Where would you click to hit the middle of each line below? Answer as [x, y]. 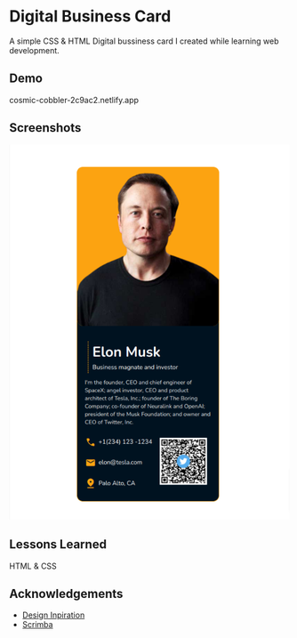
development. [34, 50]
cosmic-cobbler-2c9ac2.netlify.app [74, 100]
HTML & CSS [33, 566]
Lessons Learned [58, 545]
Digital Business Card [90, 16]
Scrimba [37, 625]
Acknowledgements [66, 594]
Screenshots [45, 128]
